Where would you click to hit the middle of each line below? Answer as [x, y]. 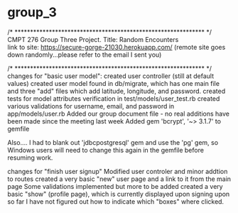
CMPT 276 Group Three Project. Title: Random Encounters [93, 39]
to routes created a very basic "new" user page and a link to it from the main [119, 179]
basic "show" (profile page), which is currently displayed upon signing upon [119, 194]
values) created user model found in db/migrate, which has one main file [114, 83]
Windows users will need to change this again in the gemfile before [106, 150]
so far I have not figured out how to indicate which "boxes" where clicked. [116, 201]
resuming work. [30, 158]
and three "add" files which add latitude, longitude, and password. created [117, 91]
